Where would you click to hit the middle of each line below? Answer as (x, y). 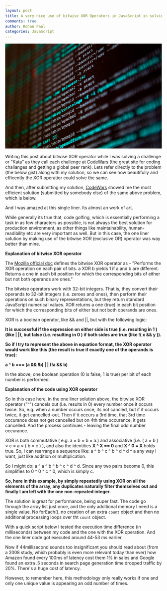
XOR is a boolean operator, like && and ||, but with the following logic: (76, 319)
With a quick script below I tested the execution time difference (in (73, 527)
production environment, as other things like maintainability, (66, 228)
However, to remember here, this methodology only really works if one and (82, 578)
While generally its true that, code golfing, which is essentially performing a (83, 217)
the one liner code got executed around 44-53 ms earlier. (64, 537)
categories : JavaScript (30, 32)
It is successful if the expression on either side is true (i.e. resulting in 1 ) (81, 329)
